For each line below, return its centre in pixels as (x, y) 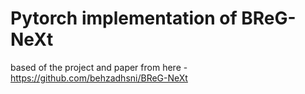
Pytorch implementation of (124, 18)
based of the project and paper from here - (99, 67)
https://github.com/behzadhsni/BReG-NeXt (99, 78)
